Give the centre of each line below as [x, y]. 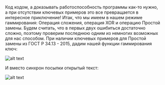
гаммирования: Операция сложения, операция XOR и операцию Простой [83, 23]
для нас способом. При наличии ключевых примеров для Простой [76, 38]
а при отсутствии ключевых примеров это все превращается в [72, 12]
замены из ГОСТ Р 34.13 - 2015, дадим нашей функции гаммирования [79, 43]
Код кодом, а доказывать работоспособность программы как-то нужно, [82, 7]
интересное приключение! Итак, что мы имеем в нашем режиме [74, 17]
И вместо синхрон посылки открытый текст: [52, 68]
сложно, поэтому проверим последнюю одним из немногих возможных [82, 33]
